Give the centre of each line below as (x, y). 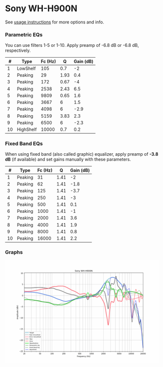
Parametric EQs (24, 35)
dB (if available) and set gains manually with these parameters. (68, 160)
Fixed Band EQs (24, 143)
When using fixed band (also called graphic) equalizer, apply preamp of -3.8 (82, 154)
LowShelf (26, 68)
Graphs (14, 252)
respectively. (18, 51)
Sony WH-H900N (41, 9)
